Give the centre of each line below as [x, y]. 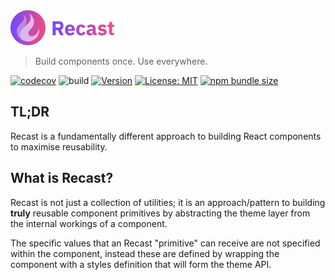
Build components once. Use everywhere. [121, 61]
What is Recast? [62, 178]
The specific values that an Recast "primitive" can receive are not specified [165, 243]
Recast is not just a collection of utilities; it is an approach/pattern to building [168, 202]
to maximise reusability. [59, 146]
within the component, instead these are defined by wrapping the [145, 253]
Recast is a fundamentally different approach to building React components [166, 136]
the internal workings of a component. [89, 223]
